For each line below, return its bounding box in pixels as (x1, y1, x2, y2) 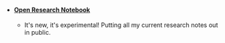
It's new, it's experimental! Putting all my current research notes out (24, 21, 218, 29)
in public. (24, 28, 51, 37)
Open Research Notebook (13, 6, 91, 14)
